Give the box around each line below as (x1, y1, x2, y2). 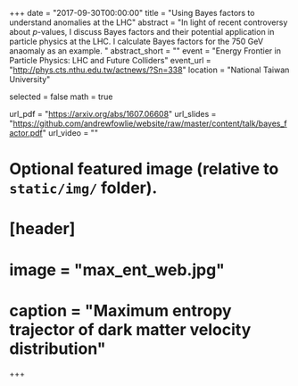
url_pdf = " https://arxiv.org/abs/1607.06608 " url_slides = (9, 109, 217, 119)
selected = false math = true (9, 91, 113, 102)
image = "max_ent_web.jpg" (9, 259, 226, 280)
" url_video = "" (42, 128, 98, 138)
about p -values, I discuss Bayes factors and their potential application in (9, 27, 275, 37)
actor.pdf (9, 128, 43, 138)
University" (9, 74, 51, 84)
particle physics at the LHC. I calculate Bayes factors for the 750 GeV (9, 36, 264, 46)
